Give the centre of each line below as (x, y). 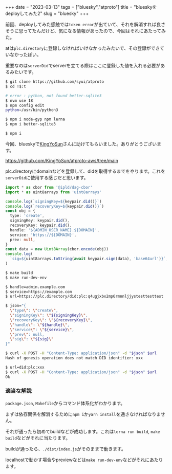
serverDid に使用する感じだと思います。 (47, 177)
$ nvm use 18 (19, 101)
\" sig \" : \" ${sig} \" (32, 339)
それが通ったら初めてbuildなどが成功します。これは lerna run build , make (83, 431)
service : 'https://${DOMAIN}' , (43, 235)
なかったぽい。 (25, 54)
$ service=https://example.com (39, 291)
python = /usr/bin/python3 (32, 110)
